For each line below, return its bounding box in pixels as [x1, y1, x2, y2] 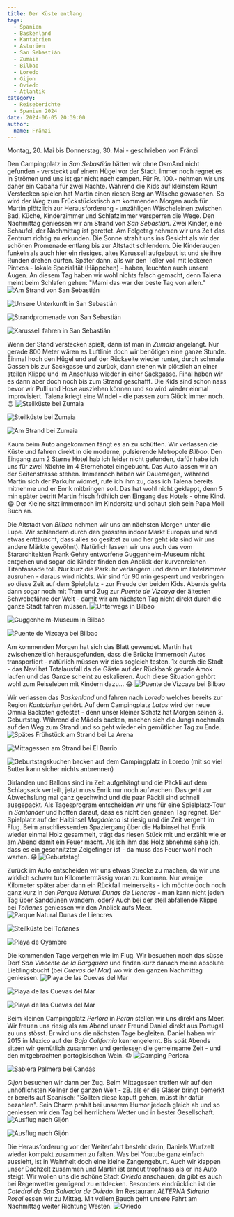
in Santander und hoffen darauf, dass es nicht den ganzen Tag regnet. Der [7, 808, 221, 817]
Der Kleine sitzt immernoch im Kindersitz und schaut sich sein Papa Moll [16, 500, 224, 508]
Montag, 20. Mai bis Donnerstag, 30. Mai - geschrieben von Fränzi [7, 146, 198, 154]
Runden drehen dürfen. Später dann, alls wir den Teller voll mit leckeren [7, 256, 213, 265]
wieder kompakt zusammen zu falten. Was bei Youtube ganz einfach [7, 1150, 204, 1158]
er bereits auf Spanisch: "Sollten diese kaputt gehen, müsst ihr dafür [7, 1093, 204, 1102]
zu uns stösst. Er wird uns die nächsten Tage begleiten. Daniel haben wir [7, 1029, 216, 1037]
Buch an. [7, 507, 33, 516]
